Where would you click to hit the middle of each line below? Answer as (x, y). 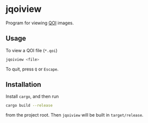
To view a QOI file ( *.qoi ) (32, 50)
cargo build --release (29, 106)
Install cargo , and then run (32, 96)
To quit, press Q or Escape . (32, 69)
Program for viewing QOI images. (40, 23)
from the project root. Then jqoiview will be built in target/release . (74, 115)
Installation (23, 85)
